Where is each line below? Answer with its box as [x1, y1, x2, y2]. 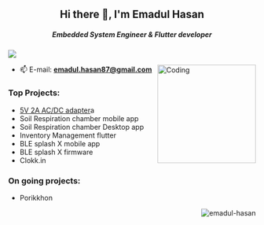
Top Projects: [8, 87, 60, 98]
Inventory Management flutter [19, 131, 116, 140]
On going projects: [8, 175, 81, 186]
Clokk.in [19, 155, 46, 165]
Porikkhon [19, 193, 53, 202]
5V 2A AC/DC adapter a [19, 105, 95, 115]
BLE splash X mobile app [19, 138, 101, 148]
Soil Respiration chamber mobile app [19, 113, 139, 123]
